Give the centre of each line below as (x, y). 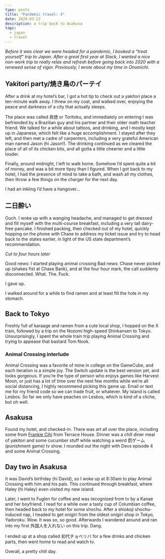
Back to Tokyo (27, 314)
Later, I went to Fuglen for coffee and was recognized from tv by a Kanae (79, 499)
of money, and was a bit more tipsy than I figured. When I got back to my (79, 169)
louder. (12, 154)
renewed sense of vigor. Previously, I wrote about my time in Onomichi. (77, 67)
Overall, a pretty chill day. (31, 552)
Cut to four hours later (28, 254)
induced (14, 514)
